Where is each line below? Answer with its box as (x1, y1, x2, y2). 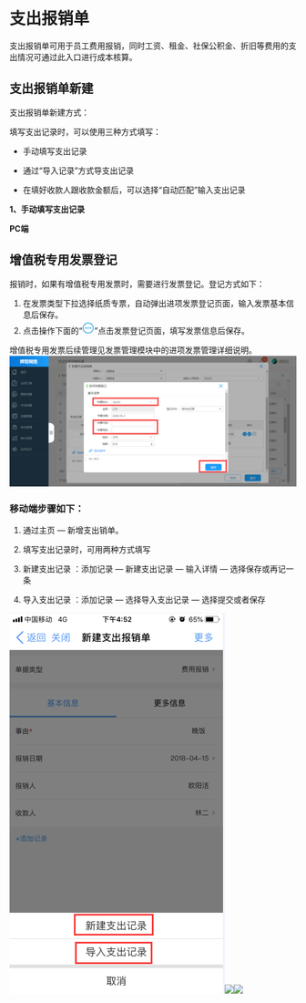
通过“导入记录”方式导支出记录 (22, 165, 135, 176)
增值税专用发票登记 (9, 253, 117, 268)
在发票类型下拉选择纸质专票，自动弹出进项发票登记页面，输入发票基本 (22, 297, 287, 308)
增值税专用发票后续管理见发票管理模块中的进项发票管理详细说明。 (9, 344, 257, 356)
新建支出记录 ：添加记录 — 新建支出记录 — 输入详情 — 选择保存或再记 (22, 564, 287, 574)
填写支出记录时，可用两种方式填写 (22, 544, 151, 555)
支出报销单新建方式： (9, 107, 89, 118)
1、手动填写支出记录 (9, 203, 86, 214)
